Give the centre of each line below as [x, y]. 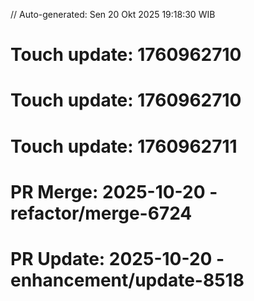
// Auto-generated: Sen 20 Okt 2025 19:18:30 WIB [113, 14]
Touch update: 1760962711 [124, 146]
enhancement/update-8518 [127, 280]
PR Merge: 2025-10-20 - [114, 191]
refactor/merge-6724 [101, 213]
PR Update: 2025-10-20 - [117, 258]
